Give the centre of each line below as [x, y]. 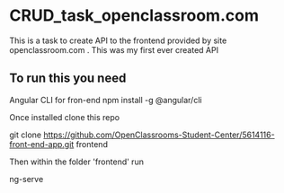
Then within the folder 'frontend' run [76, 162]
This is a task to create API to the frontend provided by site [118, 40]
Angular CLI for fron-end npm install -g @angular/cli [106, 100]
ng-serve [27, 179]
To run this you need [68, 79]
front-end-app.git [42, 144]
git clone [26, 135]
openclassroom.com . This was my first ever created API [114, 49]
